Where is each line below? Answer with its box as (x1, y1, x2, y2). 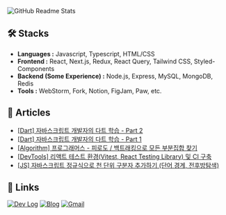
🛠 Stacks (7, 28, 49, 40)
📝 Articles (7, 107, 51, 119)
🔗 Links (7, 182, 40, 193)
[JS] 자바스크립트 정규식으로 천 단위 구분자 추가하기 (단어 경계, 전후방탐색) (17, 161, 220, 169)
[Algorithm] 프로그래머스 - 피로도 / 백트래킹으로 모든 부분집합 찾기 (17, 143, 198, 152)
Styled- (193, 57, 216, 65)
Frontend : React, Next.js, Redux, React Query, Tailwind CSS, (17, 57, 193, 65)
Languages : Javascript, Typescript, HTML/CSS (17, 49, 155, 58)
